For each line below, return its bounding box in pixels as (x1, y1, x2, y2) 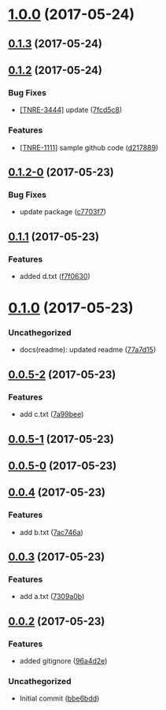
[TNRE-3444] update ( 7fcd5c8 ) (19, 105, 123, 115)
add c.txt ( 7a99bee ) (19, 410, 84, 419)
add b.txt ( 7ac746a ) (19, 527, 84, 537)
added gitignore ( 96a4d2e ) (19, 656, 108, 665)
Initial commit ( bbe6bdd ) (19, 693, 100, 703)
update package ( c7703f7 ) (19, 207, 106, 217)
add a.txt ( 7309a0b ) (19, 592, 85, 601)
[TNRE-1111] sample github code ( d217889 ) (19, 143, 159, 152)
